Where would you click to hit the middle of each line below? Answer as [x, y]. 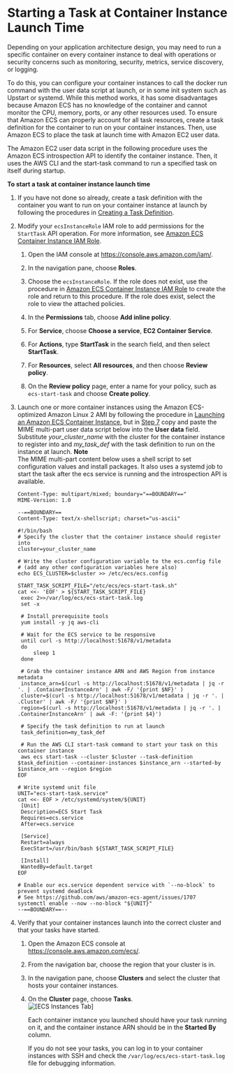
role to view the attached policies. [76, 303]
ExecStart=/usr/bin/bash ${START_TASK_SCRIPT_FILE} [97, 848]
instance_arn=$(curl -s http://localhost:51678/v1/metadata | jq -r [123, 683]
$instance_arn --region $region [64, 769]
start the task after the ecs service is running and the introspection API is [122, 473]
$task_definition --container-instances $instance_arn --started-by [119, 763]
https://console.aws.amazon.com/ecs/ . [84, 950]
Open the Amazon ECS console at [76, 943]
